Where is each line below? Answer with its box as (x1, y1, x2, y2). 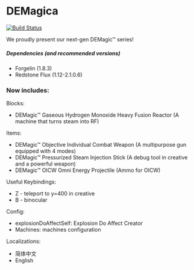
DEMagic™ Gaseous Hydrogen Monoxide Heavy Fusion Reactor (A (14, 111, 180, 118)
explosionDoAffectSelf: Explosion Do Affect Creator (14, 219, 143, 227)
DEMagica (6, 4, 58, 18)
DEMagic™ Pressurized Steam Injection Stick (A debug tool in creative (14, 154, 188, 161)
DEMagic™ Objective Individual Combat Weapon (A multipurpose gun (14, 141, 187, 149)
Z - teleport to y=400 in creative (14, 190, 95, 197)
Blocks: (6, 100, 25, 107)
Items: (6, 129, 22, 137)
